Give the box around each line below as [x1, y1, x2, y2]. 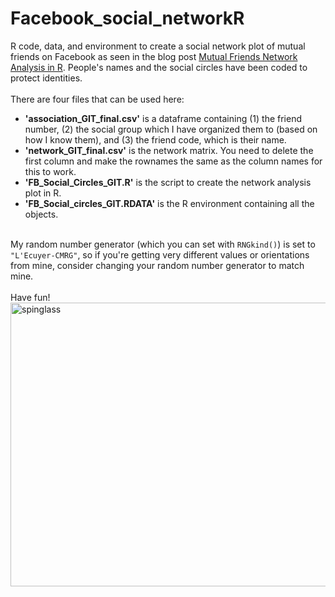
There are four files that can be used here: [10, 93, 185, 105]
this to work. [24, 165, 77, 177]
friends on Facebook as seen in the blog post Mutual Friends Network [10, 50, 298, 62]
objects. [24, 208, 59, 220]
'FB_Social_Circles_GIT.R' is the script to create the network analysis [24, 176, 312, 188]
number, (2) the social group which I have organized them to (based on [24, 123, 318, 135]
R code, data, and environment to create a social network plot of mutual [10, 40, 306, 52]
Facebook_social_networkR [10, 7, 245, 30]
